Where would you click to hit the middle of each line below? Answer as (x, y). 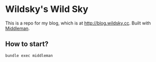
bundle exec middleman (29, 55)
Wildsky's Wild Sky (47, 9)
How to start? (27, 44)
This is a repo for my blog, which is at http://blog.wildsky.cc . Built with (78, 23)
